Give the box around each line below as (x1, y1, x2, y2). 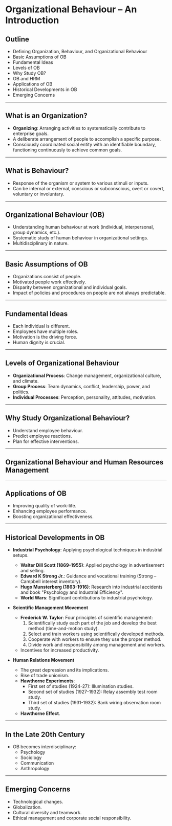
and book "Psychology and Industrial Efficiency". (20, 589, 124, 595)
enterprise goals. (12, 130, 49, 137)
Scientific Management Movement (12, 605, 89, 611)
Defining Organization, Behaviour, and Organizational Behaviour (12, 49, 147, 54)
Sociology (20, 754, 42, 761)
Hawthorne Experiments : (20, 678, 75, 684)
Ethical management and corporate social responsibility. (12, 815, 132, 821)
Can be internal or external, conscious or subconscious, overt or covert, (12, 185, 165, 191)
